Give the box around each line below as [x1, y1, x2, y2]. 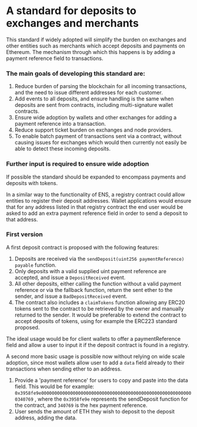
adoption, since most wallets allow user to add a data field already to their [6, 359, 185, 366]
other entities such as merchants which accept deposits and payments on [6, 42, 185, 49]
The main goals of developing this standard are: [6, 69, 146, 78]
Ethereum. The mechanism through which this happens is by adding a [6, 48, 175, 55]
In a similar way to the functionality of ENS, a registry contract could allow [6, 191, 185, 198]
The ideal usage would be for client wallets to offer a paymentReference [6, 335, 181, 342]
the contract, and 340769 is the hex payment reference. [14, 401, 148, 409]
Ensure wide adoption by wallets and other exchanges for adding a [14, 114, 177, 121]
